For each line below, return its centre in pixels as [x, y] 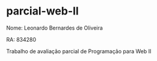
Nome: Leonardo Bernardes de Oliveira [55, 28]
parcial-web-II [43, 11]
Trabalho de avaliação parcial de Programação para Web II [79, 51]
